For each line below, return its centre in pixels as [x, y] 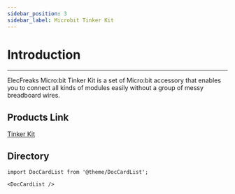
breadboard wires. [34, 96]
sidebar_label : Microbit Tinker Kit [60, 20]
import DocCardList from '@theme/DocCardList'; [78, 172]
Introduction [44, 55]
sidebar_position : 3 [37, 14]
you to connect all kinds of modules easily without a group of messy [106, 88]
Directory [28, 156]
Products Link [38, 117]
